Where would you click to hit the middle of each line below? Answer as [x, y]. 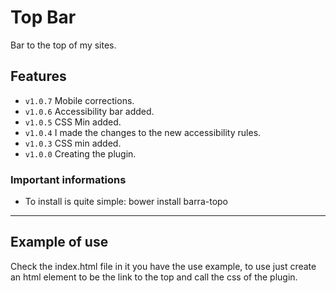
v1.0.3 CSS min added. [73, 143]
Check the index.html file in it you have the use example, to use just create [163, 266]
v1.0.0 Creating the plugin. [80, 153]
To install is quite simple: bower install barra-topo [126, 202]
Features [38, 76]
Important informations [68, 179]
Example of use [59, 242]
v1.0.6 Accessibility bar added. [89, 111]
